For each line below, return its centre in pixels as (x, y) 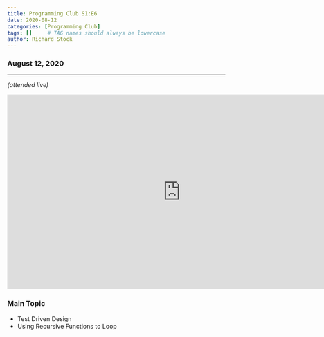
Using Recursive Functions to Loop (67, 326)
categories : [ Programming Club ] (54, 26)
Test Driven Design (44, 318)
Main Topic (26, 304)
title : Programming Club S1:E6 (52, 13)
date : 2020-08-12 (32, 20)
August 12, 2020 (36, 64)
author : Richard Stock (40, 39)
